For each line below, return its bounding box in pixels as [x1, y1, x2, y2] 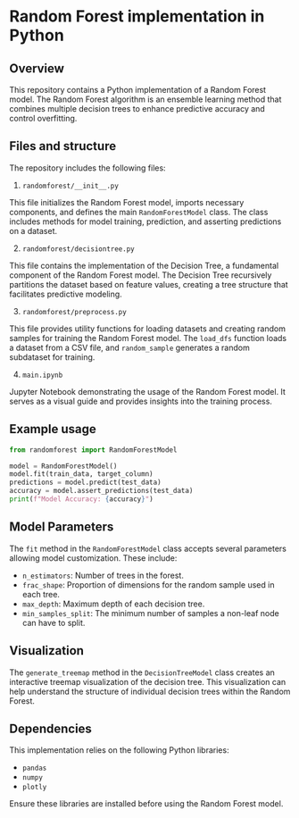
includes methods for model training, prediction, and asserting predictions [9, 216, 282, 227]
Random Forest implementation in [9, 6, 265, 27]
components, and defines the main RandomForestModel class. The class [9, 206, 269, 217]
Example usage [9, 422, 96, 437]
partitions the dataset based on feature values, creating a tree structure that [9, 279, 288, 289]
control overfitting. [9, 113, 78, 123]
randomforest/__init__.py [21, 181, 119, 190]
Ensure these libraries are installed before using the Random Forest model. [9, 798, 284, 809]
